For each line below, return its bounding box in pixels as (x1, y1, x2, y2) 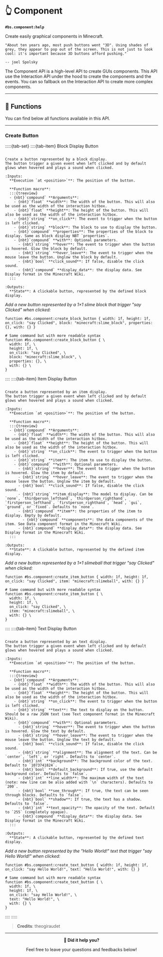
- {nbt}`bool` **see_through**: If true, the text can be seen (17, 789, 149, 793)
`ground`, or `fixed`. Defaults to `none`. (5, 505, 95, 510)
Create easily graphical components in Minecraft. (5, 33, 104, 39)
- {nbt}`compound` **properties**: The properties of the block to (14, 229, 153, 234)
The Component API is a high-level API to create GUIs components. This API (5, 68, 158, 74)
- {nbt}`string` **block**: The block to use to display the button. (14, 225, 158, 230)
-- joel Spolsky (5, 59, 38, 65)
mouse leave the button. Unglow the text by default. (5, 737, 116, 742)
